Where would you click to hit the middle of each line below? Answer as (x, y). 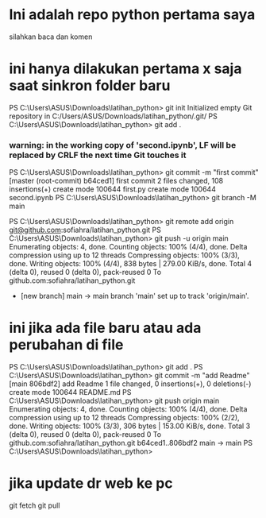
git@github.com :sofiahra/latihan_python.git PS (85, 230)
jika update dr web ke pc (91, 483)
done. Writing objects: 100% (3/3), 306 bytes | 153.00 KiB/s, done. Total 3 (130, 426)
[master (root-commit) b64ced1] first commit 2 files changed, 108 (116, 181)
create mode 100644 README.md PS (70, 392)
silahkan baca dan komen (51, 37)
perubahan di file (66, 345)
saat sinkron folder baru (90, 86)
